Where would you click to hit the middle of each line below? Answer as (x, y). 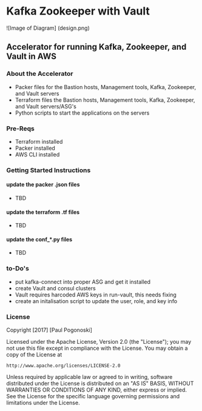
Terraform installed (39, 141)
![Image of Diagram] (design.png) (48, 28)
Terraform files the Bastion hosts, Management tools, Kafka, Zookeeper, (105, 100)
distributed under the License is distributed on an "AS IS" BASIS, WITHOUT (100, 384)
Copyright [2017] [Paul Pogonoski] (49, 330)
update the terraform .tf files (43, 212)
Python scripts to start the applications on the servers (82, 113)
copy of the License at (34, 355)
